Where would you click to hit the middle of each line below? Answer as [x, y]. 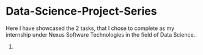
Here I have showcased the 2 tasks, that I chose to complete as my [90, 28]
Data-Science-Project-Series [81, 11]
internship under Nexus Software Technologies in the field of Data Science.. [101, 34]
